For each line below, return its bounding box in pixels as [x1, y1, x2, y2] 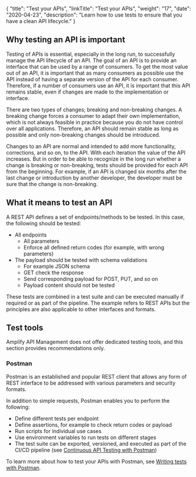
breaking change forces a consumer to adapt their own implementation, [6, 112, 181, 119]
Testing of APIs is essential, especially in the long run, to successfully [6, 50, 175, 57]
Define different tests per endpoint [14, 415, 99, 422]
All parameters [23, 237, 60, 245]
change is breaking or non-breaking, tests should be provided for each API [6, 161, 188, 168]
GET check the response [23, 269, 84, 276]
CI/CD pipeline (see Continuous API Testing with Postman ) [14, 446, 158, 453]
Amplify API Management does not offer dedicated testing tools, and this [6, 338, 183, 345]
